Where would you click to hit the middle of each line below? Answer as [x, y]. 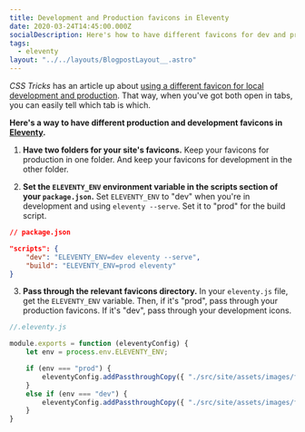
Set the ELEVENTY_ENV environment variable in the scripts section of [150, 187]
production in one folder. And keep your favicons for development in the [157, 159]
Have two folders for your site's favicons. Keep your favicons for [146, 150]
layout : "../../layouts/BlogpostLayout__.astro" [103, 60]
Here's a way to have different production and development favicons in [146, 123]
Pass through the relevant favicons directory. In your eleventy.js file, [155, 291]
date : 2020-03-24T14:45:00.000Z [70, 26]
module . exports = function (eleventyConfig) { [99, 344]
